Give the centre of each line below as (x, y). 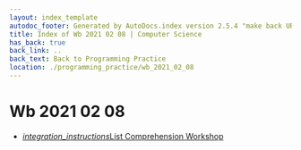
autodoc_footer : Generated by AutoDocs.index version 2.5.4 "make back (146, 26)
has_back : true (38, 42)
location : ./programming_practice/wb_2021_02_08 (102, 68)
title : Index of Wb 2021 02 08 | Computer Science (106, 34)
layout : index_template (54, 17)
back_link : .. (36, 51)
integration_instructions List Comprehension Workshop (123, 136)
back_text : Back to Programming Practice (88, 59)
